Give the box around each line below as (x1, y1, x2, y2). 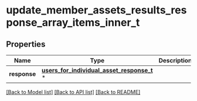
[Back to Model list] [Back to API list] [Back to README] (6, 89, 141, 95)
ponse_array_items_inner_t (6, 16, 140, 29)
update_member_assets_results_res (6, 4, 187, 17)
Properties (6, 39, 46, 49)
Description (158, 57, 192, 64)
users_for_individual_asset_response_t (41, 67, 154, 74)
